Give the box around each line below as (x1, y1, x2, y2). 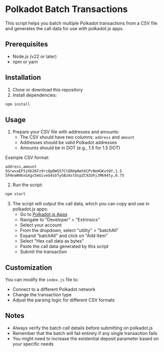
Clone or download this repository (12, 86, 83, 92)
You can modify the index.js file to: (5, 276, 79, 282)
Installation (5, 73, 41, 82)
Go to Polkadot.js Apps (20, 211, 68, 217)
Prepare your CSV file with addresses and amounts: (12, 129, 119, 135)
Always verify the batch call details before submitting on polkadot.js (12, 325, 153, 331)
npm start (5, 192, 26, 197)
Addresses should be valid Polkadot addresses (20, 140, 117, 146)
